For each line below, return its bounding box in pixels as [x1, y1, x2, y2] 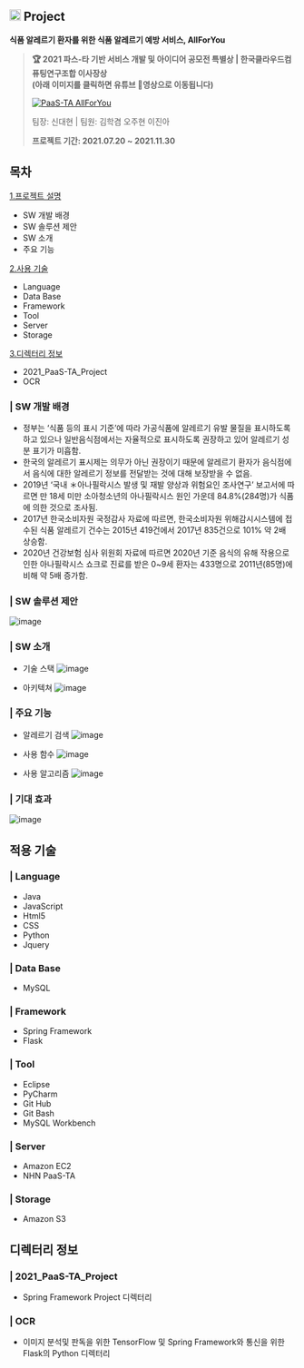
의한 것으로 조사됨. [32, 501, 98, 513]
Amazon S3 [22, 1214, 66, 1225]
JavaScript [22, 901, 64, 911]
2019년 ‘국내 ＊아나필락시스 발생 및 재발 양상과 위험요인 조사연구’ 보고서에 [22, 478, 286, 490]
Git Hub [22, 1097, 52, 1108]
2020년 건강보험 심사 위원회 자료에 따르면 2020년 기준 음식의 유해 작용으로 [22, 546, 290, 558]
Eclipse [22, 1078, 51, 1089]
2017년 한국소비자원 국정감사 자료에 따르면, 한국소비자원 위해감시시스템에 [22, 513, 283, 524]
